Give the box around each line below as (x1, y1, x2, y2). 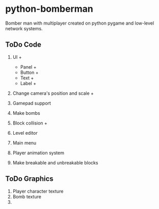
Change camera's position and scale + (12, 90, 94, 96)
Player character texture (12, 188, 64, 194)
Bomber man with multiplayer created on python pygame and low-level (5, 20, 154, 26)
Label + (20, 80, 37, 86)
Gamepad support (12, 100, 51, 106)
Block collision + (12, 120, 47, 126)
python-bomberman (5, 3, 93, 15)
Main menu (12, 139, 37, 146)
